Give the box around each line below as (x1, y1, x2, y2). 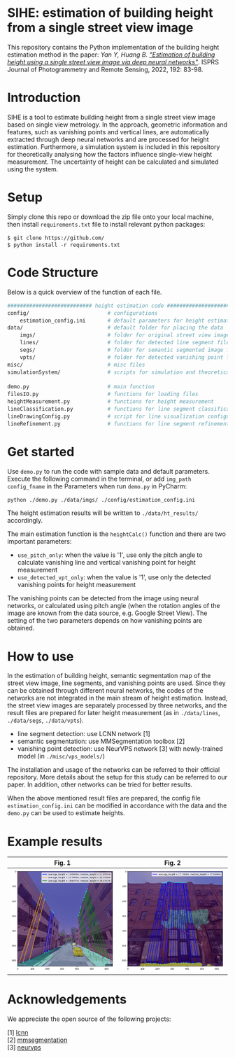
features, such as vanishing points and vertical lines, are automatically (7, 127, 210, 136)
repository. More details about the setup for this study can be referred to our (7, 773, 228, 782)
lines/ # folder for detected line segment (20, 339, 215, 346)
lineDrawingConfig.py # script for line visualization (7, 413, 205, 420)
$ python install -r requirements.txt (7, 241, 120, 248)
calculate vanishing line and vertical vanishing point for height (17, 558, 196, 567)
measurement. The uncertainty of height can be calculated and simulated (7, 157, 219, 166)
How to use (7, 649, 74, 664)
